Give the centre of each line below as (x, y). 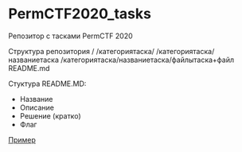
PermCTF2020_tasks (80, 14)
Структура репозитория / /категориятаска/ (82, 51)
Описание (37, 107)
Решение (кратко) (50, 115)
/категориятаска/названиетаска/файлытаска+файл (148, 60)
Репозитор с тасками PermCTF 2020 (70, 36)
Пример (22, 139)
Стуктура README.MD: (47, 84)
